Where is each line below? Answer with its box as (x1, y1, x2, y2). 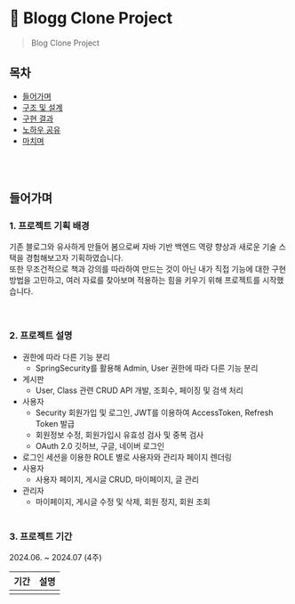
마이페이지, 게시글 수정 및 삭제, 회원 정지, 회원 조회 (35, 496, 211, 507)
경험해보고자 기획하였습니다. (25, 253, 124, 264)
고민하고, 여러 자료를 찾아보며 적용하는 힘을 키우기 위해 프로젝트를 (32, 275, 260, 286)
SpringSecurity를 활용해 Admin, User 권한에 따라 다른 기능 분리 (35, 363, 259, 373)
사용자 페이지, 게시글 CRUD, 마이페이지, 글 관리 (35, 474, 200, 485)
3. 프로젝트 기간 (9, 530, 73, 543)
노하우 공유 (21, 124, 61, 135)
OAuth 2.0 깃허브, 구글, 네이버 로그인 (35, 440, 165, 451)
